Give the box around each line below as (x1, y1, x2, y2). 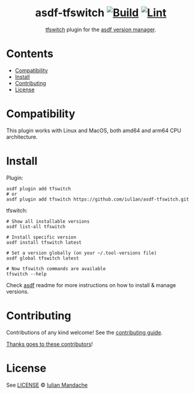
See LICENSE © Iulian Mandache (6, 381, 88, 389)
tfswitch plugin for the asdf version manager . (45, 26, 157, 33)
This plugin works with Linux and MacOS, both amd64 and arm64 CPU (6, 127, 182, 134)
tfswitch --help (6, 271, 47, 277)
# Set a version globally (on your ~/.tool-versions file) (6, 250, 157, 256)
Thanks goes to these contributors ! (6, 340, 93, 348)
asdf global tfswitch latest (6, 255, 79, 261)
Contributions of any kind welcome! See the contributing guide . (6, 329, 163, 336)
